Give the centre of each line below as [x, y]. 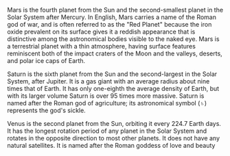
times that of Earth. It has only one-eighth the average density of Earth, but [113, 89]
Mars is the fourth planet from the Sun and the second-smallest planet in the [115, 10]
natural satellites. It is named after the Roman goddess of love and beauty [111, 145]
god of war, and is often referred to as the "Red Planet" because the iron [110, 24]
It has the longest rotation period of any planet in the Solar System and [107, 131]
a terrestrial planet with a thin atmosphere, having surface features [101, 46]
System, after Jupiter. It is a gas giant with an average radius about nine [108, 81]
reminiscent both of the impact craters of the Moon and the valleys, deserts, [115, 53]
